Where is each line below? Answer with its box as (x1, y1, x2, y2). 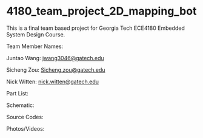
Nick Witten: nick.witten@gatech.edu (6, 78, 99, 85)
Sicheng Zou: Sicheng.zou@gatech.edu (6, 66, 105, 74)
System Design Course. (6, 30, 65, 38)
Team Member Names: (6, 43, 64, 50)
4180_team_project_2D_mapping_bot (6, 4, 197, 18)
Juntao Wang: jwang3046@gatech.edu (6, 54, 104, 61)
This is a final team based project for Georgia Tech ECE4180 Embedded (6, 24, 185, 32)
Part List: (6, 89, 29, 97)
